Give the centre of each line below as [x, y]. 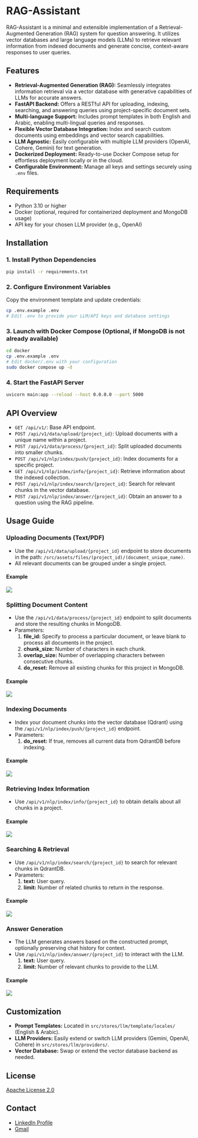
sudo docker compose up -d [39, 368]
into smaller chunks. [39, 452]
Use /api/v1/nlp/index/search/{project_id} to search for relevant [96, 862]
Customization [34, 1011]
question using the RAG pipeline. [54, 502]
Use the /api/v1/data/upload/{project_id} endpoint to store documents [103, 550]
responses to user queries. [39, 52]
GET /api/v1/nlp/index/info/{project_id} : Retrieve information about [100, 471]
